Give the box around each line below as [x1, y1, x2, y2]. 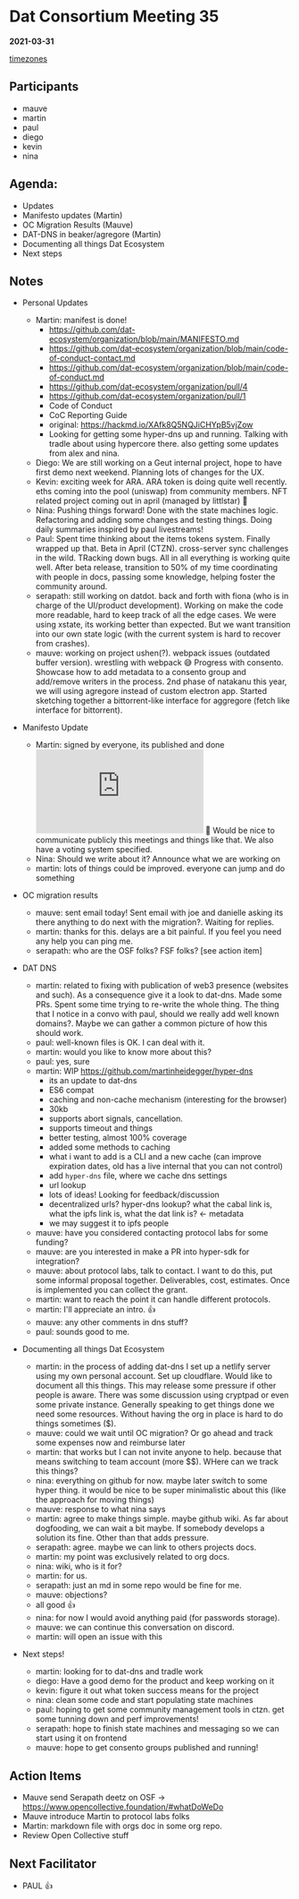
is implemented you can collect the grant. [35, 1285, 188, 1296]
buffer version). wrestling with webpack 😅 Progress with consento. [35, 657, 284, 668]
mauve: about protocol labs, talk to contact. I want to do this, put [35, 1265, 273, 1277]
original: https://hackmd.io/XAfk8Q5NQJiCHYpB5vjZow [48, 419, 253, 431]
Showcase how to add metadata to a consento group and [35, 667, 247, 678]
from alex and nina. [48, 448, 120, 458]
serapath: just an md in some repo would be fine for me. [35, 1580, 243, 1591]
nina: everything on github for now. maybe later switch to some [35, 1476, 268, 1486]
